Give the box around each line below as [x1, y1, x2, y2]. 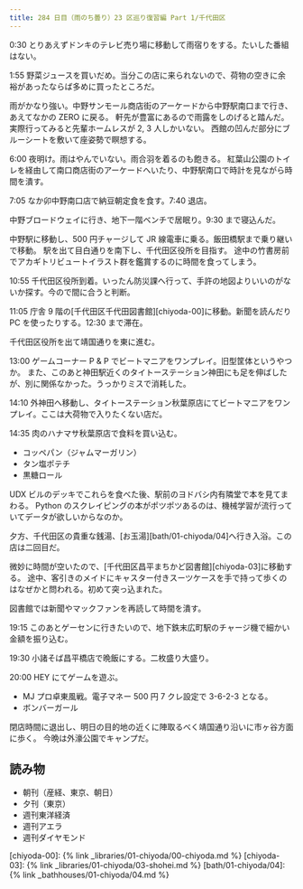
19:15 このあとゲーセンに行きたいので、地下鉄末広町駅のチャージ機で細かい [9, 622, 290, 632]
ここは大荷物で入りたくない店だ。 [40, 408, 168, 419]
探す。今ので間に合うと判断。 [24, 286, 135, 297]
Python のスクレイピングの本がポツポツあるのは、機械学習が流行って [34, 500, 293, 510]
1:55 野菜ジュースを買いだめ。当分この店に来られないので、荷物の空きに [9, 70, 279, 80]
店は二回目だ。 [9, 541, 65, 552]
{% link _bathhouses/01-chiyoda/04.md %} [9, 869, 170, 881]
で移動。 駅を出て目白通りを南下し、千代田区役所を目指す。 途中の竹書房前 [9, 245, 290, 256]
